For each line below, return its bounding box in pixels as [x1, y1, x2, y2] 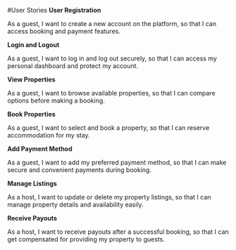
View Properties [7, 75, 56, 84]
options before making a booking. [7, 96, 106, 105]
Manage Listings [7, 179, 58, 187]
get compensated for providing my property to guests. [7, 235, 166, 243]
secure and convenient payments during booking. [7, 166, 151, 174]
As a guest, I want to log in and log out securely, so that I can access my [7, 54, 217, 63]
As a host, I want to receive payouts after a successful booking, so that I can [7, 228, 229, 236]
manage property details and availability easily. [7, 200, 144, 209]
